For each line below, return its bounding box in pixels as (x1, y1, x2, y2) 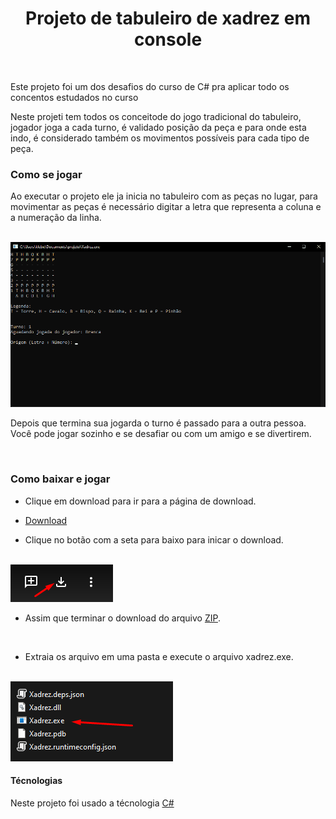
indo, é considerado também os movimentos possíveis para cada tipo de (10, 132, 310, 144)
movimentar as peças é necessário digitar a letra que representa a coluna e (10, 201, 322, 213)
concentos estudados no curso (10, 91, 139, 103)
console (133, 28, 203, 51)
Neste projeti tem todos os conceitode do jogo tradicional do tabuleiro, (10, 110, 302, 122)
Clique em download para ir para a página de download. (24, 495, 257, 507)
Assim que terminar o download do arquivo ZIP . (24, 612, 221, 624)
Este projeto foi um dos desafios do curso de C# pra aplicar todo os (10, 80, 290, 92)
